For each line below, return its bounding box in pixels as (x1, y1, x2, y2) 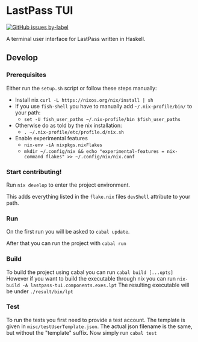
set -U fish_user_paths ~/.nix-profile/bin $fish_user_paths (23, 116, 181, 122)
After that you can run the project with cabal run (6, 240, 126, 247)
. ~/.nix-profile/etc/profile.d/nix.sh (23, 129, 125, 135)
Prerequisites (6, 70, 46, 79)
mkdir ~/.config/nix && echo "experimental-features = (23, 148, 164, 154)
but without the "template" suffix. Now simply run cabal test (6, 329, 158, 336)
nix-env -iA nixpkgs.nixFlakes (23, 142, 103, 148)
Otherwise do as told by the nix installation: (14, 122, 122, 129)
